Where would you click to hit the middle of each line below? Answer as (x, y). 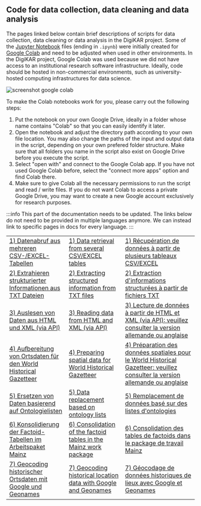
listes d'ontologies (150, 411)
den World (24, 363)
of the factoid (87, 432)
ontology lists (87, 414)
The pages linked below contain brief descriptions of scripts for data (91, 34)
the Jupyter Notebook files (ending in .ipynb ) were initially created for (92, 46)
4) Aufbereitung (32, 348)
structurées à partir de (156, 288)
